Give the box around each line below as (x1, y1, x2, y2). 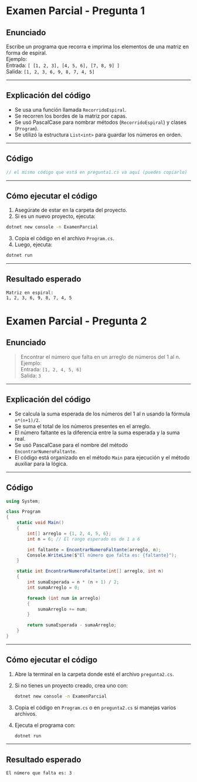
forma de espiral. (6, 49, 47, 56)
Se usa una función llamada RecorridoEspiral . (14, 106, 127, 113)
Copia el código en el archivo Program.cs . (14, 235, 114, 242)
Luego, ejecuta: (14, 241, 53, 248)
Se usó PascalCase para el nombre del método (14, 441, 128, 448)
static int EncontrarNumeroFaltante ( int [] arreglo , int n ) (16, 568, 164, 574)
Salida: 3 (20, 372, 41, 379)
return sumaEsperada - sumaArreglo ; (27, 622, 117, 628)
